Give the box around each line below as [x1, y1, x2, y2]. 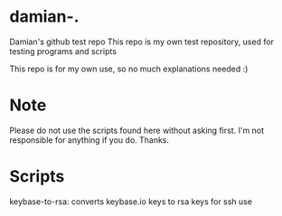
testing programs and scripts [9, 45, 117, 56]
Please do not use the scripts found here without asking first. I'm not [9, 125, 265, 136]
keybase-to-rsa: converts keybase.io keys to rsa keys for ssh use [9, 196, 253, 207]
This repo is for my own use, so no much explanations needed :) [9, 63, 249, 74]
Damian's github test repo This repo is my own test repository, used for [9, 36, 274, 47]
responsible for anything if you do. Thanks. [9, 134, 170, 146]
